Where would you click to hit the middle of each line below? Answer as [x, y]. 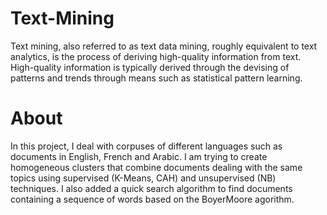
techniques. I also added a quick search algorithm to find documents [151, 188]
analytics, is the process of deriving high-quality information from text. [156, 56]
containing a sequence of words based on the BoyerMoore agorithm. [152, 199]
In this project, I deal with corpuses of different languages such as [146, 146]
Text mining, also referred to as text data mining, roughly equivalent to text [164, 46]
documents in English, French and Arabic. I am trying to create [139, 156]
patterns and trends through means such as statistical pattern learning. [156, 78]
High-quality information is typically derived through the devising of [150, 67]
